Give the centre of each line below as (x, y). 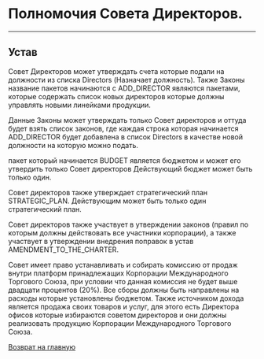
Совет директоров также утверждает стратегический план (108, 192)
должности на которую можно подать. (73, 145)
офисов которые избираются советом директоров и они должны (117, 315)
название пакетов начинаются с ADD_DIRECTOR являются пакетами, (124, 88)
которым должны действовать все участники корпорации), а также (123, 232)
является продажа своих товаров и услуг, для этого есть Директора (124, 306)
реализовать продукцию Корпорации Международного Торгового (120, 323)
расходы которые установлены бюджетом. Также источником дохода (126, 298)
